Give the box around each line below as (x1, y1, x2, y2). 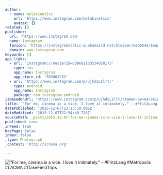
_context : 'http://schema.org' (5, 142, 68, 147)
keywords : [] (5, 52, 32, 57)
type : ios (14, 66, 34, 71)
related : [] (5, 25, 29, 30)
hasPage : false (5, 129, 36, 133)
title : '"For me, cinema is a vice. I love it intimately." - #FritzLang (5, 102, 158, 106)
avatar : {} (14, 20, 36, 26)
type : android (14, 83, 42, 88)
